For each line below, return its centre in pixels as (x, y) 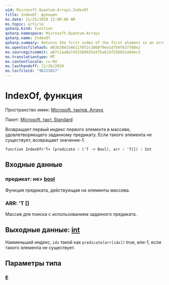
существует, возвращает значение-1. (45, 140)
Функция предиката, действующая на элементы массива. (68, 190)
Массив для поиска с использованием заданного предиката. (71, 214)
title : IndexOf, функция (31, 15)
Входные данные (34, 165)
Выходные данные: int (43, 230)
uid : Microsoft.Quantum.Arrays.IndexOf (47, 10)
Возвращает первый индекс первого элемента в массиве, (68, 129)
